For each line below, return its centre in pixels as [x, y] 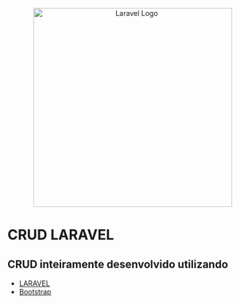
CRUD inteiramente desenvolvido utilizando [118, 264]
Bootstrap [35, 292]
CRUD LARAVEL [61, 235]
